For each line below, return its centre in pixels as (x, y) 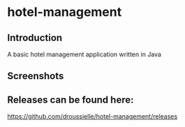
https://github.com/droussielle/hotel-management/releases (92, 117)
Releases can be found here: (71, 100)
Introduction (35, 38)
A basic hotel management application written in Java (84, 54)
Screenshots (36, 76)
